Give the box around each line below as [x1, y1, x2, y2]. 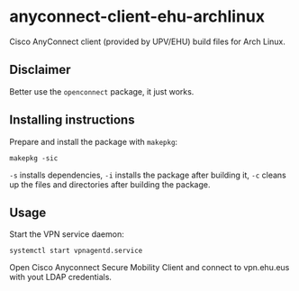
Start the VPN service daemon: [9, 229, 124, 240]
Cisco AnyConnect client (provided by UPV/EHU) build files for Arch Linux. [9, 36, 286, 47]
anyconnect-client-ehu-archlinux [9, 6, 266, 27]
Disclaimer [9, 62, 71, 77]
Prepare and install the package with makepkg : [9, 136, 178, 147]
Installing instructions [9, 113, 135, 128]
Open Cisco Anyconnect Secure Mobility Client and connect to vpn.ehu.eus [9, 262, 290, 273]
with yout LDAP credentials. [9, 272, 113, 283]
